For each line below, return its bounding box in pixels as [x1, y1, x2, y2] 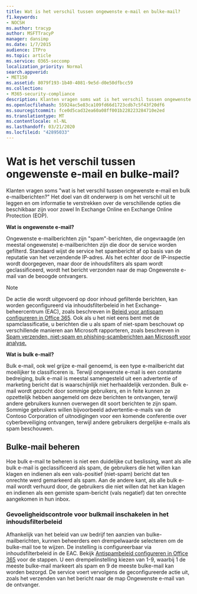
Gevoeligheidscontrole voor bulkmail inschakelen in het [6, 510, 169, 518]
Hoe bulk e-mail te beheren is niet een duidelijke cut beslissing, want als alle [6, 458, 192, 465]
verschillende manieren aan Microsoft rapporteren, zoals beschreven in [6, 327, 180, 334]
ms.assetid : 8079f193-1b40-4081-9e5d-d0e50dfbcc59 [6, 80, 133, 86]
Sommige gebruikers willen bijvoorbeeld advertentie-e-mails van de [6, 406, 172, 413]
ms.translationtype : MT [6, 113, 65, 119]
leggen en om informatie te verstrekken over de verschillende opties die [6, 199, 181, 207]
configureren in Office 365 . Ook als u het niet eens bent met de [6, 314, 160, 321]
